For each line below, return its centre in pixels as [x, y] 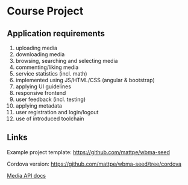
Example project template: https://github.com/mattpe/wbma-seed [89, 152]
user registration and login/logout [57, 112]
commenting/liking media [47, 67]
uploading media [36, 48]
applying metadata [39, 106]
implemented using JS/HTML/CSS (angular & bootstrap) [85, 80]
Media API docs [27, 175]
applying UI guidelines [43, 86]
